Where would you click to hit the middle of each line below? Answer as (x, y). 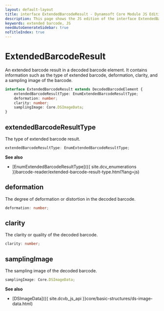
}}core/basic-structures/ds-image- (118, 298)
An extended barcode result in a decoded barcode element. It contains (76, 70)
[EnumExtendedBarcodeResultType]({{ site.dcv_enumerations (74, 166)
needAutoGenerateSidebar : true (37, 28)
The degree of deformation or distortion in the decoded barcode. (70, 199)
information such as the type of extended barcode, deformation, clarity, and (81, 75)
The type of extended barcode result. (43, 139)
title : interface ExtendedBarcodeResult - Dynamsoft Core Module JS (76, 14)
